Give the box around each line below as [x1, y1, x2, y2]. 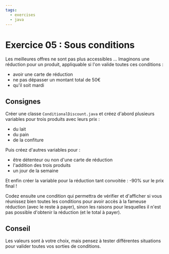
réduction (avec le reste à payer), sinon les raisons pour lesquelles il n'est [5, 204, 161, 210]
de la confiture [12, 137, 44, 143]
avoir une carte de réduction [12, 71, 73, 77]
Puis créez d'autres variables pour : [5, 147, 81, 153]
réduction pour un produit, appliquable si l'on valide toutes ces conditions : [5, 61, 163, 68]
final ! [5, 183, 17, 189]
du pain [12, 132, 29, 138]
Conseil [5, 224, 31, 233]
